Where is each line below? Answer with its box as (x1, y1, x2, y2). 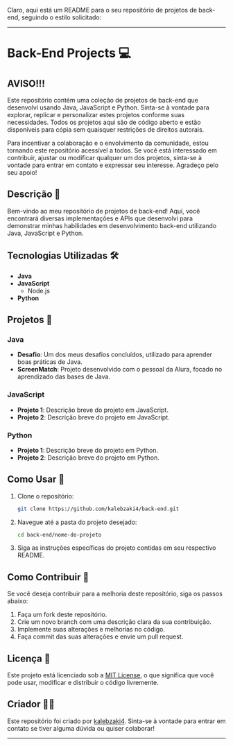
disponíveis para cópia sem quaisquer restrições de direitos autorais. (7, 125, 205, 134)
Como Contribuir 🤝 (7, 571, 89, 583)
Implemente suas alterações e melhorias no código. (17, 625, 165, 634)
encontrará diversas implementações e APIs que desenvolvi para (7, 214, 193, 223)
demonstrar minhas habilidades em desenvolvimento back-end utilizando (7, 221, 217, 229)
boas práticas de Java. (17, 358, 83, 366)
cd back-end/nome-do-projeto (17, 531, 102, 538)
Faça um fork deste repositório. (17, 610, 107, 619)
